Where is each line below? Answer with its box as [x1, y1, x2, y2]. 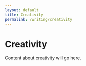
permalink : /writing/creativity [5, 17, 72, 22]
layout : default [5, 7, 39, 13]
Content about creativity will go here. [5, 55, 81, 61]
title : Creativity [5, 12, 43, 17]
